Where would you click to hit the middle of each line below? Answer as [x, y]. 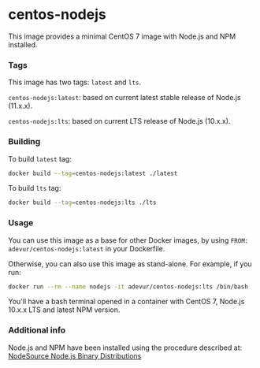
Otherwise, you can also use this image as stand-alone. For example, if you [130, 264]
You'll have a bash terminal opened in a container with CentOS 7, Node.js [126, 302]
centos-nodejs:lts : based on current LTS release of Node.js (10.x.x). [119, 121]
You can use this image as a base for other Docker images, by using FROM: [128, 240]
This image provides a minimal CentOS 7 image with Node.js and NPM [122, 36]
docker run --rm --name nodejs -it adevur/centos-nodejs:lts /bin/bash [128, 286]
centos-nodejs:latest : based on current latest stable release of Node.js [125, 98]
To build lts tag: [35, 188]
